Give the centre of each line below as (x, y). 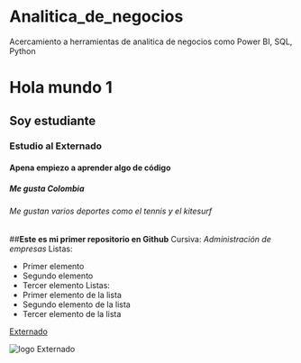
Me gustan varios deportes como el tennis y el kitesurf (111, 211)
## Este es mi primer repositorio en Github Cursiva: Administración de (141, 239)
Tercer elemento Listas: (66, 285)
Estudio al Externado (55, 146)
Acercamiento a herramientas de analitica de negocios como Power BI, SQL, (151, 41)
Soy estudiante (53, 120)
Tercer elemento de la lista (72, 313)
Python (23, 50)
